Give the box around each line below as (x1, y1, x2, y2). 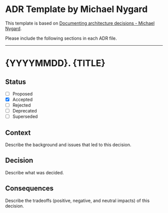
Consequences (5, 184, 54, 193)
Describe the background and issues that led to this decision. (5, 142, 131, 148)
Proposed (12, 90, 33, 96)
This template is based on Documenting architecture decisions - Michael (5, 20, 155, 26)
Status (5, 77, 26, 86)
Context (5, 128, 31, 137)
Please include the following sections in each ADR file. (5, 35, 117, 41)
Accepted (12, 96, 33, 102)
